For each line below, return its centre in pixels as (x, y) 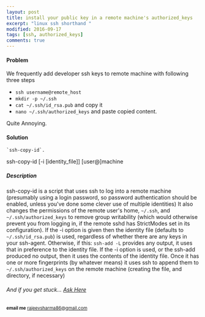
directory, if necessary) (36, 275)
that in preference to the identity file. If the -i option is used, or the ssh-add (101, 250)
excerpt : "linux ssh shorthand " (49, 23)
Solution (17, 137)
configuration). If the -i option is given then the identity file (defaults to (95, 230)
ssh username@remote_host (48, 92)
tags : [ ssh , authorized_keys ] (45, 35)
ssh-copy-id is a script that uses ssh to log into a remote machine (89, 191)
